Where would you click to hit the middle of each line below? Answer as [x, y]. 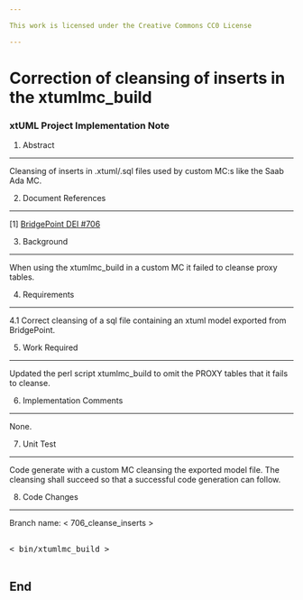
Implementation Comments [73, 401]
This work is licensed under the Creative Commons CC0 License [131, 25]
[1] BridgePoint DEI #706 [55, 224]
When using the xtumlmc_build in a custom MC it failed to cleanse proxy [143, 268]
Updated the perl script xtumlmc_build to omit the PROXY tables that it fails [149, 374]
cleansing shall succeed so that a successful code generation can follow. [145, 480]
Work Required [50, 347]
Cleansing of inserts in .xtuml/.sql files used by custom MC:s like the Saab [147, 171]
